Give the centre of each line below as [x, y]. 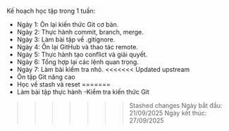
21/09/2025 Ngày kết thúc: [168, 113]
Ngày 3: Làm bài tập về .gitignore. [66, 39]
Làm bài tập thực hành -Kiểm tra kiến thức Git [83, 92]
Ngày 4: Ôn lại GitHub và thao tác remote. [78, 47]
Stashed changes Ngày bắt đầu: [176, 105]
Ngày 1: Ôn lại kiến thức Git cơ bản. [68, 24]
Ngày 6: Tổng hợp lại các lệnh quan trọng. [78, 62]
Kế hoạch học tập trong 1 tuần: [51, 11]
